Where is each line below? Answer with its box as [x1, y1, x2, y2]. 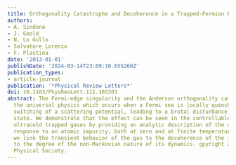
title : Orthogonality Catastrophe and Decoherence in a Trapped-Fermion [7, 10, 225, 18]
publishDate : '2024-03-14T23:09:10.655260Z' [7, 62, 140, 70]
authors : [7, 17, 33, 24]
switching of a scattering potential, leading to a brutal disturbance [13, 108, 228, 115]
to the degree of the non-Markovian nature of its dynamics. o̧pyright [13, 141, 225, 148]
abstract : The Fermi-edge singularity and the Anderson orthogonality [7, 95, 218, 103]
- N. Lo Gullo [7, 37, 49, 44]
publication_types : [7, 69, 65, 76]
